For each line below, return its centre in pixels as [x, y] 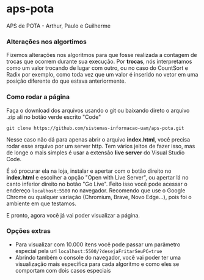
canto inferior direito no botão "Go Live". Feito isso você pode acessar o [97, 184]
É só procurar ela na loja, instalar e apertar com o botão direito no [89, 171]
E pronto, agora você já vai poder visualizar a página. [73, 215]
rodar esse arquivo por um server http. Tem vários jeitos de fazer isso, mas [101, 146]
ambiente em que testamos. [41, 203]
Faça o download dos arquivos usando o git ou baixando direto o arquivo [98, 110]
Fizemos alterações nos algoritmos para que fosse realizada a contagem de [102, 55]
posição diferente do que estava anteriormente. [66, 81]
